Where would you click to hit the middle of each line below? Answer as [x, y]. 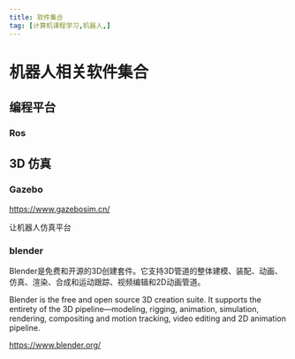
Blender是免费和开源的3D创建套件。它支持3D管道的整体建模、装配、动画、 [146, 271]
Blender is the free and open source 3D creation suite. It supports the [136, 299]
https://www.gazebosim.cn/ [60, 209]
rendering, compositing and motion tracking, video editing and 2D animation [148, 318]
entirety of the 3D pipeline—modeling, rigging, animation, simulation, [134, 309]
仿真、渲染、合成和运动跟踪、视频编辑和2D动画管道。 [107, 282]
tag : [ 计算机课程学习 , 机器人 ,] [60, 26]
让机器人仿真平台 [40, 227]
